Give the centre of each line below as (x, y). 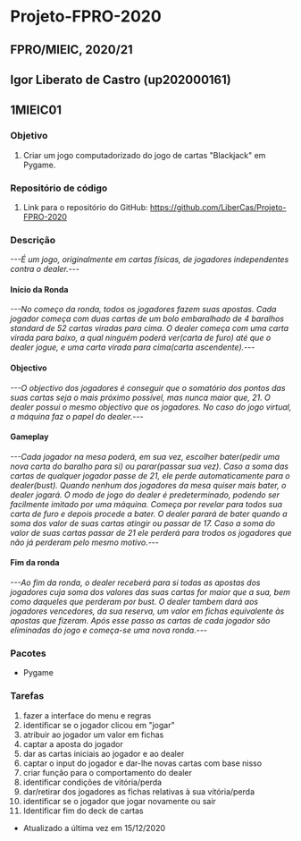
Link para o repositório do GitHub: (85, 207)
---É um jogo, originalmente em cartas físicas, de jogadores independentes (150, 259)
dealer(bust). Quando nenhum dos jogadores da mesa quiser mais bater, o (148, 485)
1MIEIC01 (36, 110)
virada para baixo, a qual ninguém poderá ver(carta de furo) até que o (141, 338)
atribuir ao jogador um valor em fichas (93, 735)
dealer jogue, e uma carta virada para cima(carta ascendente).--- (133, 347)
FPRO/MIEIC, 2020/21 (71, 50)
